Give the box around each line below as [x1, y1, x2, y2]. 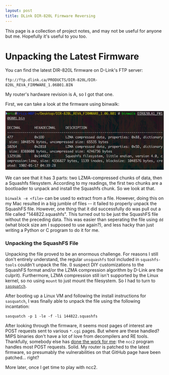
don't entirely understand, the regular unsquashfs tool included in [5, 256, 139, 262]
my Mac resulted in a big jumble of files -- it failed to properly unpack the [5, 200, 157, 206]
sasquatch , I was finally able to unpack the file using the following [5, 298, 141, 304]
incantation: [5, 303, 30, 309]
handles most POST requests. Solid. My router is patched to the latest [5, 344, 150, 350]
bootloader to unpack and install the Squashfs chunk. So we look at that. [5, 185, 156, 191]
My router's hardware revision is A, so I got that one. [5, 91, 114, 97]
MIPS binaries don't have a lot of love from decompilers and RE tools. [5, 333, 149, 339]
